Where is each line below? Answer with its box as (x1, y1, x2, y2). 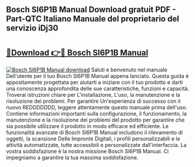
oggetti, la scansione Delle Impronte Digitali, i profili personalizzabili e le (6, 135, 181, 142)
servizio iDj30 (6, 23, 59, 33)
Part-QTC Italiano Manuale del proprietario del (6, 14, 180, 24)
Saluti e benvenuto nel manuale (91, 66, 168, 73)
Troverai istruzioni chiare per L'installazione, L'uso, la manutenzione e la (6, 91, 181, 98)
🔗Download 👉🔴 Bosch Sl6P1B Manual (6, 47, 148, 58)
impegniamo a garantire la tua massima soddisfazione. (6, 154, 138, 161)
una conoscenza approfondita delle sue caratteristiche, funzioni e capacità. (6, 85, 190, 92)
